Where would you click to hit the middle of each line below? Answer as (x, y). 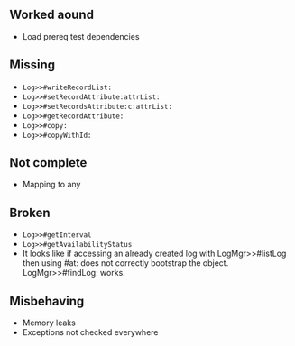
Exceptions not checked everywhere (90, 332)
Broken (30, 212)
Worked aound (52, 15)
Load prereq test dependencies (81, 36)
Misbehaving (47, 301)
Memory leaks (49, 323)
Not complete (48, 163)
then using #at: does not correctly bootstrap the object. (125, 263)
